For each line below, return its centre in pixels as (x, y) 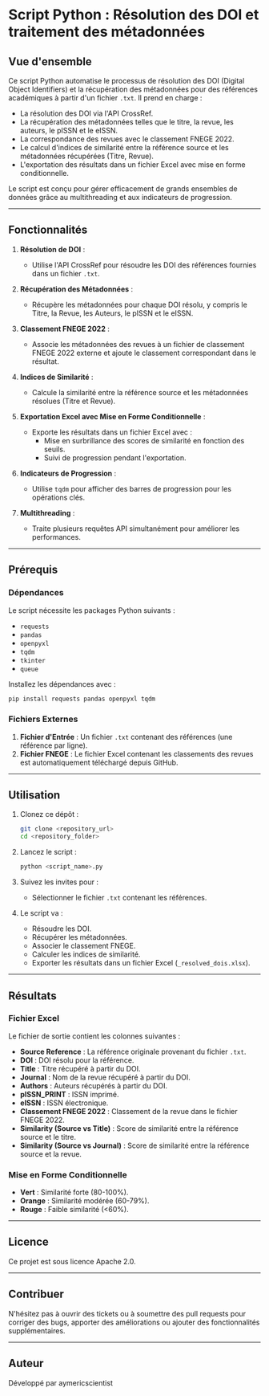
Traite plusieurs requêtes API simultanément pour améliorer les (136, 529)
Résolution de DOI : (52, 249)
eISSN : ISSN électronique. (64, 1103)
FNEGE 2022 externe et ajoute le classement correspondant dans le (144, 353)
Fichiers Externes (43, 719)
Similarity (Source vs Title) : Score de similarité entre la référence (129, 1128)
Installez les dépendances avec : (62, 684)
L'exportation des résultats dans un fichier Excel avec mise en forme (132, 165)
